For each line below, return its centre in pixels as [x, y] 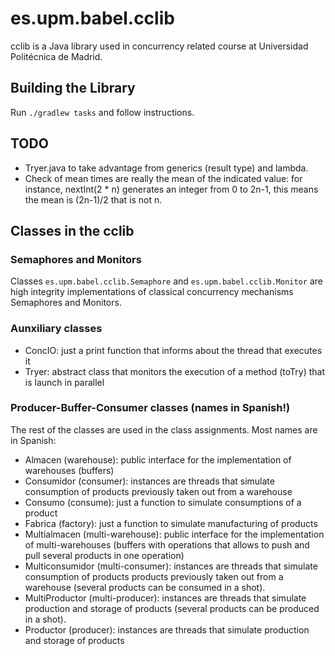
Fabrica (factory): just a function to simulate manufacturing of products [171, 523]
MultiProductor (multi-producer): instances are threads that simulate [165, 598]
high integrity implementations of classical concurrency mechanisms [152, 292]
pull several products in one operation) [104, 555]
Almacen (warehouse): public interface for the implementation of [158, 459]
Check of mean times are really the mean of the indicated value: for [163, 178]
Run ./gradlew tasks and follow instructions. [102, 112]
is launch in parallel [64, 382]
